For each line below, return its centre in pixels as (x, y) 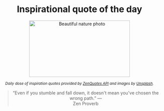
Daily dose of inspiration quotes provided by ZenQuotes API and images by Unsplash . (79, 83)
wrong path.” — (86, 98)
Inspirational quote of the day (79, 9)
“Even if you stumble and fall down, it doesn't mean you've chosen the (86, 93)
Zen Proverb (86, 103)
